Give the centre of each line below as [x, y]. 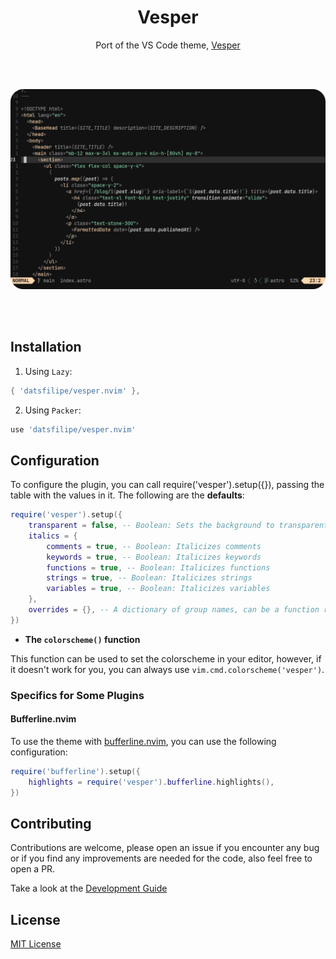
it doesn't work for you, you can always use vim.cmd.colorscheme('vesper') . [167, 669]
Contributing [51, 824]
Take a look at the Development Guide [89, 888]
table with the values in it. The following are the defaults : [127, 495]
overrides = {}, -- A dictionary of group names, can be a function [174, 610]
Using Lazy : [48, 371]
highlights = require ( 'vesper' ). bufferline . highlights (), [151, 782]
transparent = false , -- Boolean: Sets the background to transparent [178, 526]
